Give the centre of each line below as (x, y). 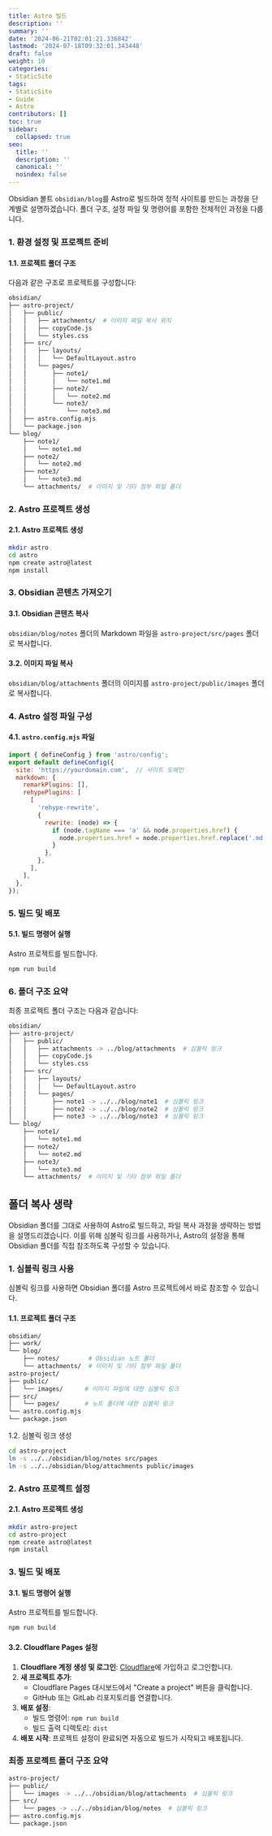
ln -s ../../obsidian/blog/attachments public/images (101, 1466)
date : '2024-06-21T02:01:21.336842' (70, 39)
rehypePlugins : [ (52, 793)
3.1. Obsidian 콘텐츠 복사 (49, 613)
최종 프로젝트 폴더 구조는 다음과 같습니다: (73, 1010)
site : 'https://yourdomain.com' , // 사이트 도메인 (100, 770)
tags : (17, 84)
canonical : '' (39, 167)
